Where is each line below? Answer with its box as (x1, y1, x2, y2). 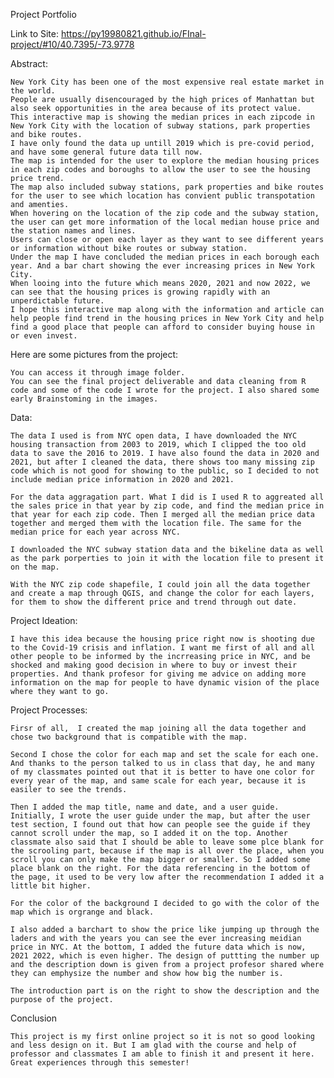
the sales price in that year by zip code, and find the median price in (10, 501, 325, 511)
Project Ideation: (10, 615, 78, 626)
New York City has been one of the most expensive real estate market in (10, 77, 325, 87)
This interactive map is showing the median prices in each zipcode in (10, 112, 315, 122)
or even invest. (10, 331, 78, 341)
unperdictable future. (10, 296, 105, 306)
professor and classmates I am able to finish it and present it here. (10, 1049, 315, 1059)
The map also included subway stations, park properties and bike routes (10, 182, 325, 192)
